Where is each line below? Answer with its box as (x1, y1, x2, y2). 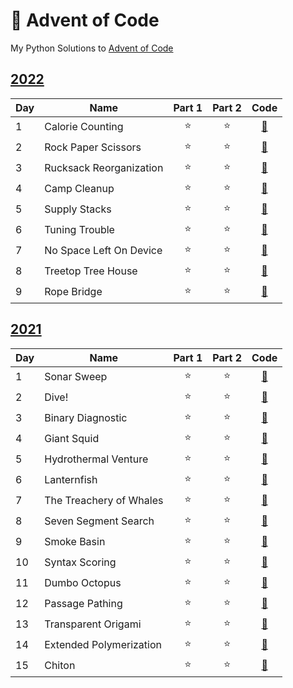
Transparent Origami (44, 617, 142, 631)
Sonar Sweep (44, 370, 108, 384)
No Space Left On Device (44, 244, 163, 258)
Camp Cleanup (44, 182, 115, 196)
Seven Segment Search (44, 514, 155, 528)
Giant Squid (44, 432, 100, 446)
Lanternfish (44, 473, 98, 487)
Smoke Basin (44, 535, 106, 549)
